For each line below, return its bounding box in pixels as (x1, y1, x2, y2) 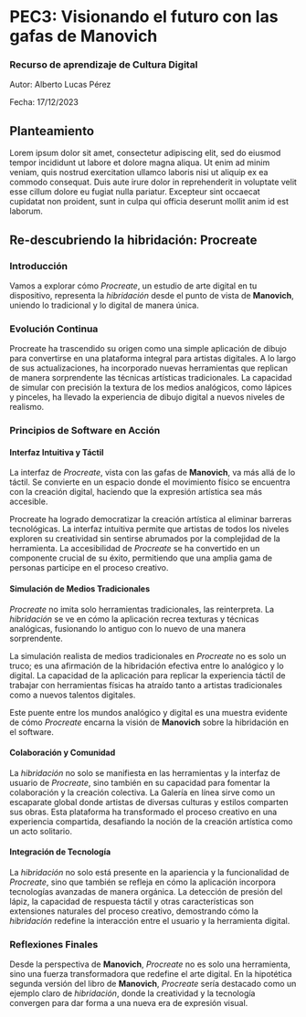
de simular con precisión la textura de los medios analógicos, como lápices (9, 382, 292, 393)
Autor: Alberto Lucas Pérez (9, 79, 111, 90)
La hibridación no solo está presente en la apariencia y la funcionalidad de (9, 867, 290, 878)
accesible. (9, 496, 48, 508)
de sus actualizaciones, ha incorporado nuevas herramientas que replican (9, 362, 289, 373)
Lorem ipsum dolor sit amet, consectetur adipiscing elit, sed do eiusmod (9, 148, 281, 159)
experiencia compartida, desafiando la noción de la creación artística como (9, 815, 293, 827)
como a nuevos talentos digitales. (9, 689, 136, 700)
